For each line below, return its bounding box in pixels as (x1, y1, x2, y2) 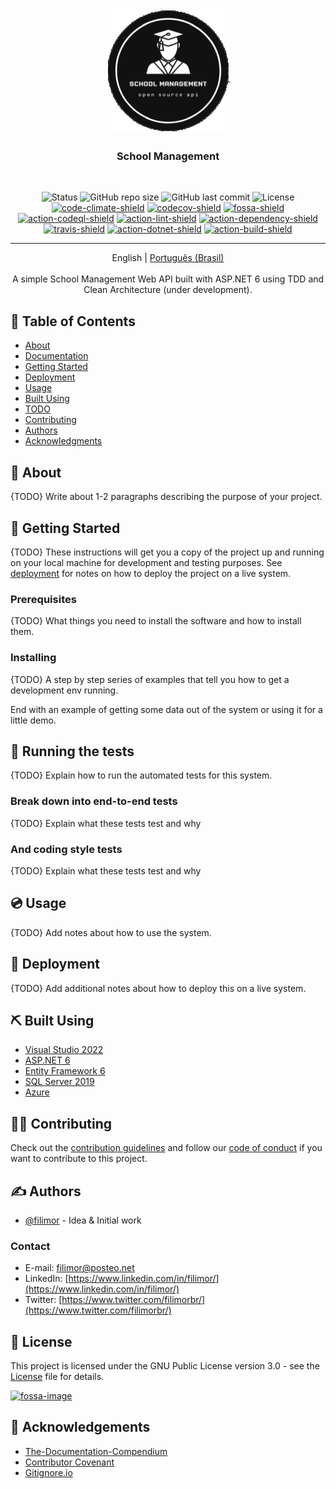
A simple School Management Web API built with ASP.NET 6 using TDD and (11, 273, 325, 285)
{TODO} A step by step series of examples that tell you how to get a (10, 673, 290, 685)
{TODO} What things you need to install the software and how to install (10, 615, 302, 627)
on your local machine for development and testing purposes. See (10, 556, 283, 568)
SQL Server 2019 (24, 1076, 95, 1088)
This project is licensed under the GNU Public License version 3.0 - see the (10, 1360, 320, 1372)
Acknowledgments (24, 435, 103, 447)
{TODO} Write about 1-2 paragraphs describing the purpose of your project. (10, 491, 323, 503)
